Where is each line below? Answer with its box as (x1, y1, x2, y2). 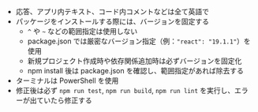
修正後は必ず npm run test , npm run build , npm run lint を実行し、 (15, 86, 235, 95)
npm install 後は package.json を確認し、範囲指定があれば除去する (27, 66, 245, 75)
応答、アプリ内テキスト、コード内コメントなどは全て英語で (15, 7, 210, 16)
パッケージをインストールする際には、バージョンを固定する (15, 17, 209, 26)
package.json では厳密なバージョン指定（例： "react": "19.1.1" (27, 36, 237, 46)
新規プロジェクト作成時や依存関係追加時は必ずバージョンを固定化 (27, 56, 242, 65)
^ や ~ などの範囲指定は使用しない (27, 27, 138, 35)
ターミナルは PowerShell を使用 (15, 76, 119, 85)
